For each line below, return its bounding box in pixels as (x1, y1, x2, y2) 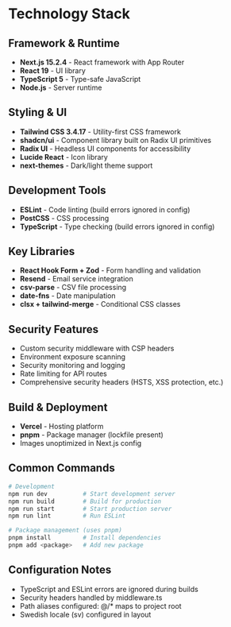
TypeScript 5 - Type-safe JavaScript (19, 75, 141, 83)
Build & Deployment (8, 401, 108, 414)
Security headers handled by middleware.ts (19, 593, 163, 602)
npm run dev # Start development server (8, 490, 176, 497)
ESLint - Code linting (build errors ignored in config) (19, 204, 191, 215)
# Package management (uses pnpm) (8, 526, 123, 535)
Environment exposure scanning (19, 352, 125, 362)
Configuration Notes (8, 563, 112, 577)
